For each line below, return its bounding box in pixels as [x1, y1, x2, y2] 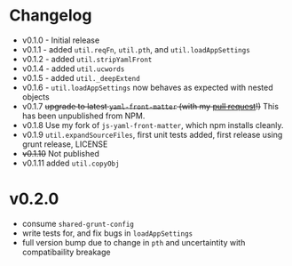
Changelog [9, 5, 92, 26]
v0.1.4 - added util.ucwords [21, 63, 125, 74]
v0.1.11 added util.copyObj [21, 157, 120, 168]
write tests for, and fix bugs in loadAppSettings [21, 228, 193, 238]
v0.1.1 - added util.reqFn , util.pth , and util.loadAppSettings [21, 44, 250, 54]
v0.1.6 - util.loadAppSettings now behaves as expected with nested [21, 82, 273, 93]
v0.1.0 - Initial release [21, 35, 100, 45]
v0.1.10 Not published [21, 148, 100, 158]
